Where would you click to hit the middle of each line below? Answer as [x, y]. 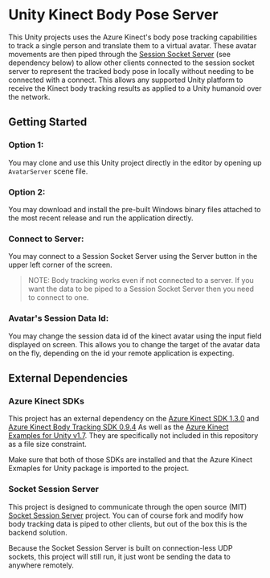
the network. [29, 96]
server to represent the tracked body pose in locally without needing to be [131, 71]
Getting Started [48, 122]
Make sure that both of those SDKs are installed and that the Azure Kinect [131, 460]
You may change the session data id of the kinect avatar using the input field [135, 336]
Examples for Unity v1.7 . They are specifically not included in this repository [133, 436]
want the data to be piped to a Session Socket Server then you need [141, 289]
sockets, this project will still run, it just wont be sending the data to [120, 556]
